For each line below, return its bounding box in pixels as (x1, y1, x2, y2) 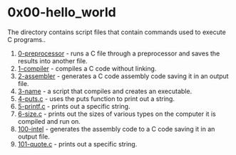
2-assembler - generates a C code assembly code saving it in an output (17, 72, 230, 80)
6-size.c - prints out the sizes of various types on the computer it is (17, 109, 216, 118)
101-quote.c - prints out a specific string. (17, 139, 138, 148)
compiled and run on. (17, 117, 81, 125)
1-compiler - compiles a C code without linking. (17, 64, 157, 73)
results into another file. (17, 56, 88, 65)
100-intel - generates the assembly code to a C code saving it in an (17, 124, 215, 133)
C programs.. (7, 35, 46, 43)
